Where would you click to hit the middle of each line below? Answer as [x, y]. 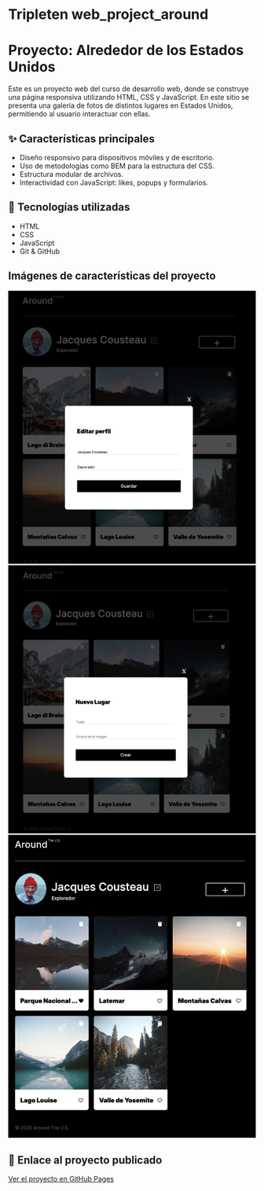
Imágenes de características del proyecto [112, 276]
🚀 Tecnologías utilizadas [69, 207]
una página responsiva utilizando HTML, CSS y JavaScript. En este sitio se [129, 97]
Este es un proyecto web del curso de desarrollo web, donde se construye [128, 89]
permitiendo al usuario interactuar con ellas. [79, 114]
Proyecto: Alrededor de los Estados [126, 51]
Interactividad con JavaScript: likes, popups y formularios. [114, 182]
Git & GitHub [40, 251]
